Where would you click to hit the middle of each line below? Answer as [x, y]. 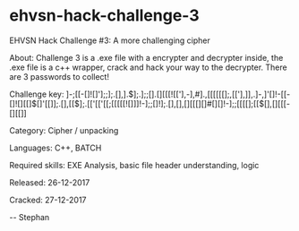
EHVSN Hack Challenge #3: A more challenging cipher [110, 40]
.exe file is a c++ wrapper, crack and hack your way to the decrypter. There [149, 67]
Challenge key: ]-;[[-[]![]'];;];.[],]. [69, 94]
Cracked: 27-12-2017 [48, 200]
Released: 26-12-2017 [50, 182]
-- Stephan [30, 217]
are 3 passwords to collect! [60, 76]
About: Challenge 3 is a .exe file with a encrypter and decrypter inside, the [146, 57]
